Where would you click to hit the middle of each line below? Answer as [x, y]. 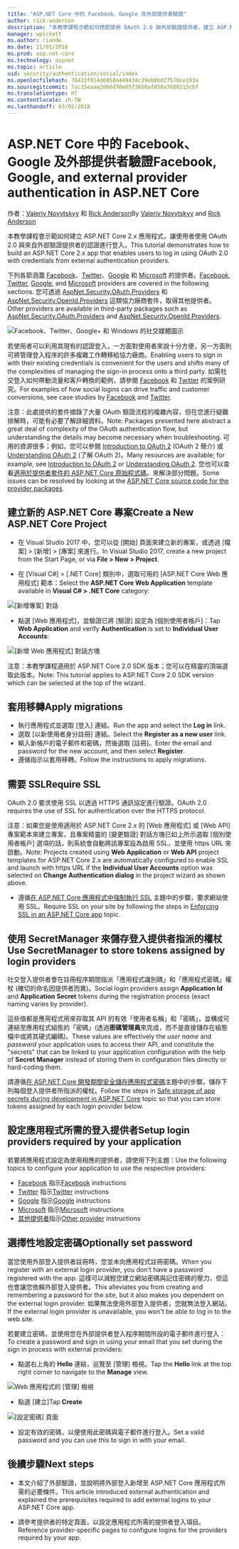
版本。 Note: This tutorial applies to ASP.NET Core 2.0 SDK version [117, 674]
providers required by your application [94, 1142]
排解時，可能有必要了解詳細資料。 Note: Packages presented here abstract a [119, 420]
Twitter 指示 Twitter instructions [63, 1191]
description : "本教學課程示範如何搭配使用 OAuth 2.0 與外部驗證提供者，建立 [111, 27]
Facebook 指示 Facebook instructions [72, 1182]
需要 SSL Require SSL [54, 784]
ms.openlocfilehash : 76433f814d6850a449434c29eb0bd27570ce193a [103, 80]
